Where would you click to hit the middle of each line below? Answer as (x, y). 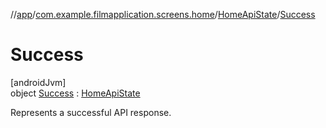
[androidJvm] (38, 82)
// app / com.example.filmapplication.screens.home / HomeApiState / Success (163, 14)
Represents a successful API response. (91, 112)
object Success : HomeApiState (75, 93)
